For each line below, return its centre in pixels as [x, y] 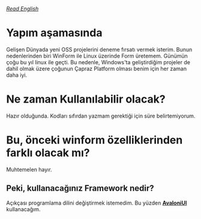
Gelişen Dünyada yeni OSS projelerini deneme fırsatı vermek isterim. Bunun [99, 49]
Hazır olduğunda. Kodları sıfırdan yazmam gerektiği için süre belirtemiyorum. [101, 116]
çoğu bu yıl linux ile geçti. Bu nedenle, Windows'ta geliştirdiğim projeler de [98, 62]
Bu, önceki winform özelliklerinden [94, 140]
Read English [22, 9]
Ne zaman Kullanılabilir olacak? [86, 99]
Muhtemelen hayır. [29, 169]
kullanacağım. [23, 209]
